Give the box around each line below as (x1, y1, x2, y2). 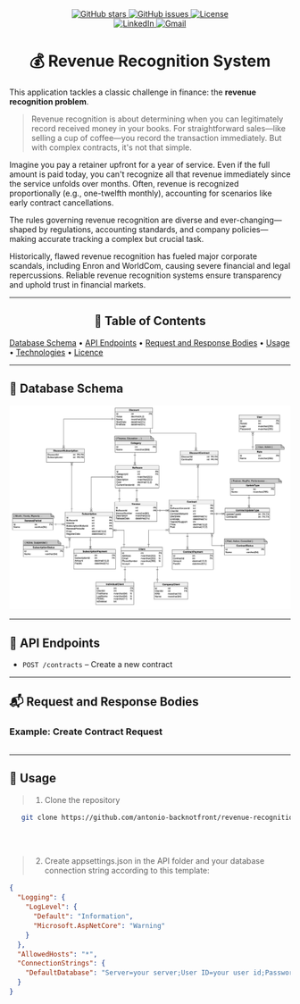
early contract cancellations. (9, 197, 114, 208)
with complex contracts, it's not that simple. (30, 142, 192, 153)
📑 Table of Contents (94, 314, 206, 329)
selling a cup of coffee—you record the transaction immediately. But (30, 132, 282, 143)
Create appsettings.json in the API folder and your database (44, 856, 265, 866)
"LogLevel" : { (25, 902, 78, 912)
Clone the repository (44, 794, 121, 805)
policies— (231, 223, 269, 235)
